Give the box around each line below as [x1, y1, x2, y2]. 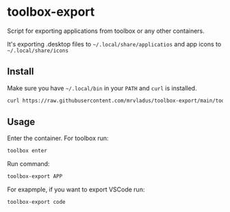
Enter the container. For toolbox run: [7, 134, 109, 142]
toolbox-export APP [7, 173, 63, 180]
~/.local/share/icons [7, 47, 69, 54]
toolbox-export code [7, 199, 66, 206]
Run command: [7, 160, 50, 168]
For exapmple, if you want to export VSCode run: [7, 185, 145, 194]
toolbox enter [7, 148, 48, 155]
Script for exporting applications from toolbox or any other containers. [7, 27, 205, 35]
